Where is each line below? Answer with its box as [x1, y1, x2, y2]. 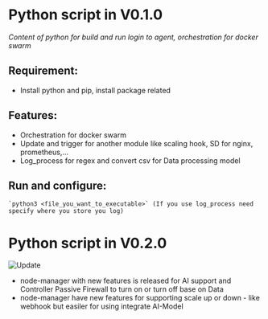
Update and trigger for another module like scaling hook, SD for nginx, [19, 138, 254, 148]
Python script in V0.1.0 [8, 6, 163, 24]
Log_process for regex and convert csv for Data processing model [19, 155, 241, 166]
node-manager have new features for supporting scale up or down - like [19, 293, 260, 303]
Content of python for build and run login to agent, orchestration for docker [8, 32, 259, 42]
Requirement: [8, 64, 79, 78]
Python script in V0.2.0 [8, 234, 167, 252]
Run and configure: [8, 178, 107, 192]
